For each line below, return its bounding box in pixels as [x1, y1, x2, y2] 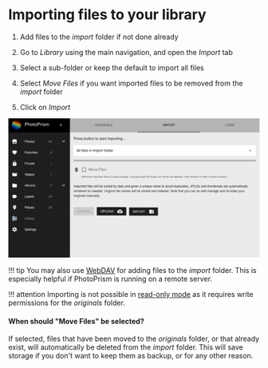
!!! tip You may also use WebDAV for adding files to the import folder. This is [8, 266, 257, 275]
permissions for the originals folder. [8, 298, 125, 307]
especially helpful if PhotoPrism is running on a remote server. [8, 274, 213, 283]
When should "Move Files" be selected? [8, 316, 145, 326]
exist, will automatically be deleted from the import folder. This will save [8, 342, 243, 352]
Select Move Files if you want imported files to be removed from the [19, 78, 243, 88]
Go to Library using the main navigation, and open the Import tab [19, 47, 234, 57]
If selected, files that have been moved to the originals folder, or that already [8, 334, 260, 344]
